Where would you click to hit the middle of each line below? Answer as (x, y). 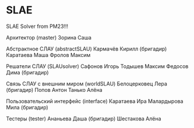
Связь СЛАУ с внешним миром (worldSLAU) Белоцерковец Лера (87, 83)
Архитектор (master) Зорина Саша (49, 37)
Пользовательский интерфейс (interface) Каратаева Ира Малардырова (95, 101)
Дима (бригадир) (27, 72)
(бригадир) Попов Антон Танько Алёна (54, 90)
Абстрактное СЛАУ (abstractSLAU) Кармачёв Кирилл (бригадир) (87, 49)
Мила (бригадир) (27, 107)
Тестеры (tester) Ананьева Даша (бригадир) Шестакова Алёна (84, 118)
